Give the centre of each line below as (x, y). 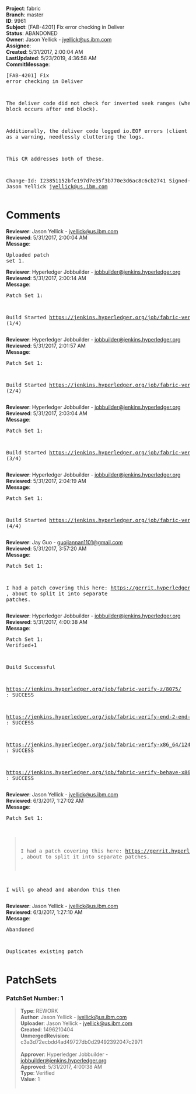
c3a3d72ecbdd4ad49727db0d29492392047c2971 (81, 1042)
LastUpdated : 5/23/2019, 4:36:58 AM (51, 58)
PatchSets (32, 980)
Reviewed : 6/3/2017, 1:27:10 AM (44, 912)
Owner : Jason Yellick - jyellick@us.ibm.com (59, 39)
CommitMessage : (28, 64)
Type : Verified (38, 1073)
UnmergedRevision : (45, 1036)
